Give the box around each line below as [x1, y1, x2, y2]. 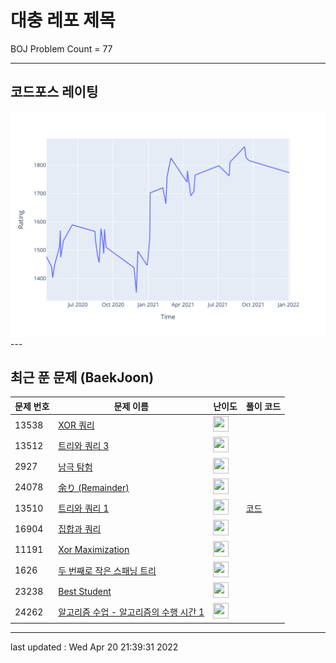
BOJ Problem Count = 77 [10, 42, 113, 55]
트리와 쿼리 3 [58, 440, 110, 452]
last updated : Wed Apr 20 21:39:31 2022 [10, 641, 179, 653]
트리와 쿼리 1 [58, 502, 110, 515]
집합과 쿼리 [58, 523, 102, 535]
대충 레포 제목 [10, 9, 116, 32]
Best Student [58, 585, 112, 597]
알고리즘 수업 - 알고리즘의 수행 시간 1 [58, 606, 205, 618]
